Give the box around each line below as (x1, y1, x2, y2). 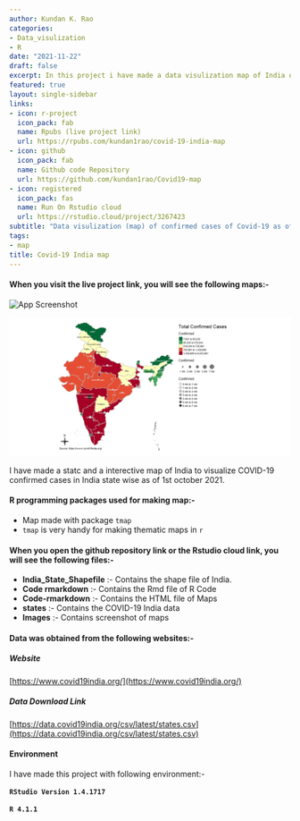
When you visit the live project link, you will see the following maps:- (9, 279, 270, 290)
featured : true (9, 80, 66, 89)
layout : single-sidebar (9, 89, 98, 98)
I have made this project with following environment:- (9, 768, 205, 779)
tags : (9, 232, 29, 241)
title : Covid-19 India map (9, 250, 110, 259)
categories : (9, 23, 54, 33)
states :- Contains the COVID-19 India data (21, 603, 180, 614)
